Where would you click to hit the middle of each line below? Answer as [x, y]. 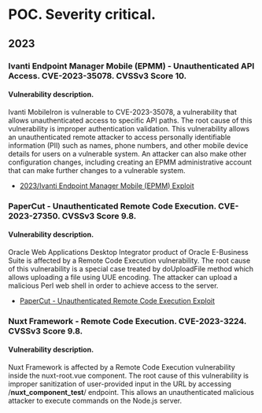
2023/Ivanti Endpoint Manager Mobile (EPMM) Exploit [107, 186]
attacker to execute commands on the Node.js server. [95, 400]
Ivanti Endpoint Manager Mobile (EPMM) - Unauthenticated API [131, 66]
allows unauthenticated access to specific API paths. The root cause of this [130, 120]
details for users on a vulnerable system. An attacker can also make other [127, 153]
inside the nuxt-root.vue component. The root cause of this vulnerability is [129, 375]
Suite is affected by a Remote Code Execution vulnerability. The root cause [129, 260]
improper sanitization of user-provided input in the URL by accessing [120, 384]
